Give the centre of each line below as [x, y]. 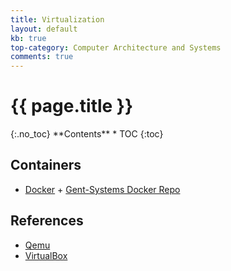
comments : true [42, 57]
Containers [46, 165]
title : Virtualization [57, 19]
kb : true [28, 38]
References [47, 221]
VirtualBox [46, 255]
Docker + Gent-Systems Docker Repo [102, 189]
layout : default [44, 29]
